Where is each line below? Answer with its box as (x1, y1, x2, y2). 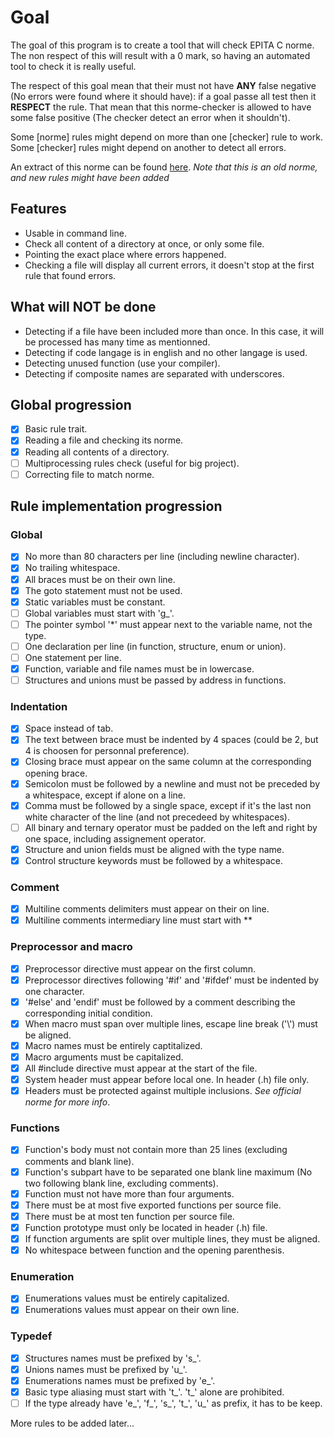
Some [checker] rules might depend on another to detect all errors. (10, 141, 287, 153)
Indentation (10, 699, 68, 713)
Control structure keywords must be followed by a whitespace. (24, 854, 284, 866)
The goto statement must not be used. (24, 584, 183, 596)
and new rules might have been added (10, 171, 170, 183)
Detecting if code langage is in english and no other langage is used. (24, 346, 308, 358)
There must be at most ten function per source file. (24, 1210, 235, 1222)
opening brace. (24, 767, 88, 779)
